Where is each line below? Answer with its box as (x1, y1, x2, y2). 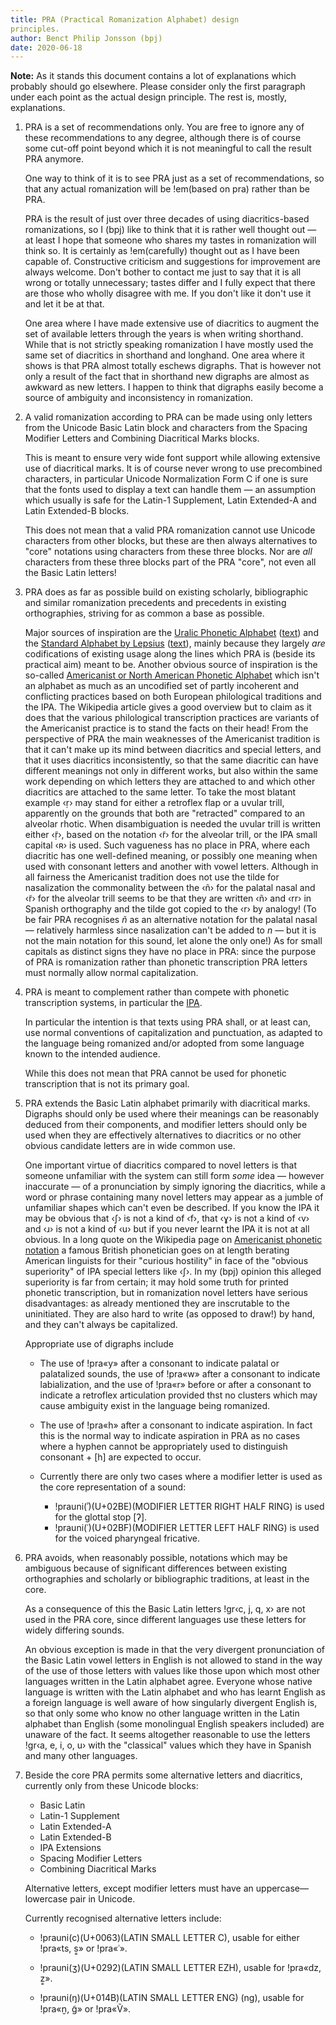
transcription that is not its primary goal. (24, 1078, 190, 1090)
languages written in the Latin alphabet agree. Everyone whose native (24, 1676, 313, 1688)
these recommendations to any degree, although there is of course (24, 132, 302, 144)
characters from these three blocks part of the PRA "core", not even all (24, 556, 317, 568)
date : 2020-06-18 (10, 42, 83, 53)
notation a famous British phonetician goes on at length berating (24, 1244, 290, 1256)
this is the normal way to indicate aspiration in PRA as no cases (39, 1430, 301, 1442)
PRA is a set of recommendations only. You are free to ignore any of (24, 121, 305, 133)
